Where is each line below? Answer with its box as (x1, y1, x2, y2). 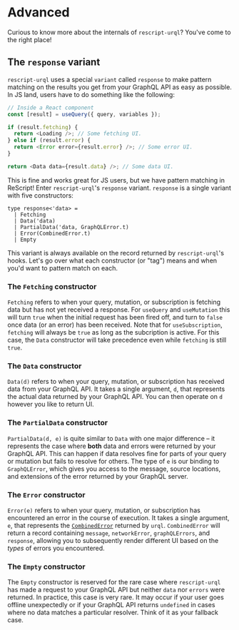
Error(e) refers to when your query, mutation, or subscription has (7, 506, 201, 514)
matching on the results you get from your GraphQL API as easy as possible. (7, 83, 232, 91)
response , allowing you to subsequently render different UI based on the (7, 536, 219, 544)
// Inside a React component (7, 104, 94, 111)
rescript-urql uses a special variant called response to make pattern (7, 75, 212, 83)
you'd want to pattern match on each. (7, 263, 118, 272)
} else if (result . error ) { (7, 137, 91, 144)
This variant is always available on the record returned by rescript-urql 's (7, 248, 225, 257)
